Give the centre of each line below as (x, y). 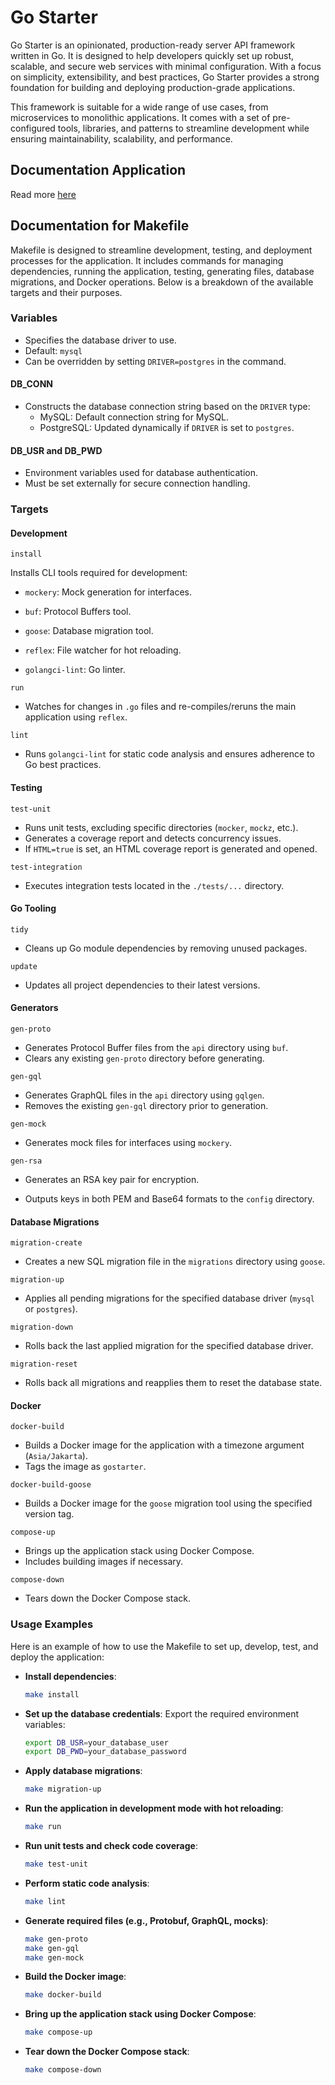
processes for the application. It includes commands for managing (147, 260)
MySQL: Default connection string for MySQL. (134, 417)
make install (52, 1694)
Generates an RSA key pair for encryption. (112, 1179)
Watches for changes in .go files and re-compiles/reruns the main (160, 707)
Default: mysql (53, 350)
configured (33, 128)
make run (43, 1827)
